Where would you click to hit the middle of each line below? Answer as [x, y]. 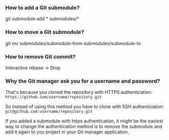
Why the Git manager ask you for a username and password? [83, 81]
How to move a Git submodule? [45, 32]
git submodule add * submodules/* [42, 19]
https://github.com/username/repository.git [54, 97]
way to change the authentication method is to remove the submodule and [84, 127]
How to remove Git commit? [40, 56]
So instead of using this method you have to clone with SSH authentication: [85, 107]
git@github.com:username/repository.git [49, 112]
